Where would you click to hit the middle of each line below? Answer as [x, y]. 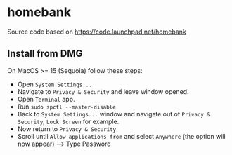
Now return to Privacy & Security [67, 129]
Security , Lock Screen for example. [68, 121]
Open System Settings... [55, 84]
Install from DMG [45, 54]
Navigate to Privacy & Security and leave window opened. [103, 91]
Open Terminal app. [46, 99]
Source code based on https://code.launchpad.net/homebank [97, 32]
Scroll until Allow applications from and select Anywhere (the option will [122, 136]
